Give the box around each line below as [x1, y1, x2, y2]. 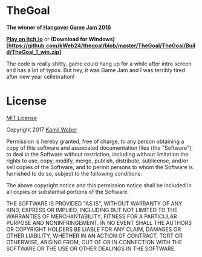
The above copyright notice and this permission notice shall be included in [6, 181, 192, 189]
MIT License [6, 114, 37, 121]
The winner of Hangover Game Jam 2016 [6, 24, 111, 31]
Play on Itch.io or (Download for [6, 35, 88, 42]
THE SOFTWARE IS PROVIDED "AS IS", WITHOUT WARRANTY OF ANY [6, 199, 183, 207]
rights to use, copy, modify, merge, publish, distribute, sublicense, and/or [6, 157, 189, 164]
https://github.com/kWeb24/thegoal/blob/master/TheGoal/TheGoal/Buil [8, 42, 195, 49]
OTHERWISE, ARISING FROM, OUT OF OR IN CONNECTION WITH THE [6, 238, 183, 245]
